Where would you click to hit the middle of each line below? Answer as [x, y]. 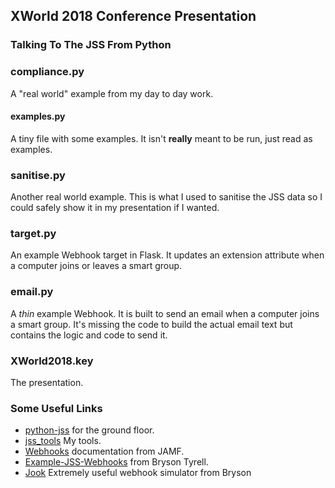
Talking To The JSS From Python [91, 45]
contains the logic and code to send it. [89, 335]
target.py [33, 234]
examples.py [38, 116]
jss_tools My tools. [63, 441]
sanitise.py [38, 175]
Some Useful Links [56, 408]
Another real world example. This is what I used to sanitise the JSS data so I [166, 197]
